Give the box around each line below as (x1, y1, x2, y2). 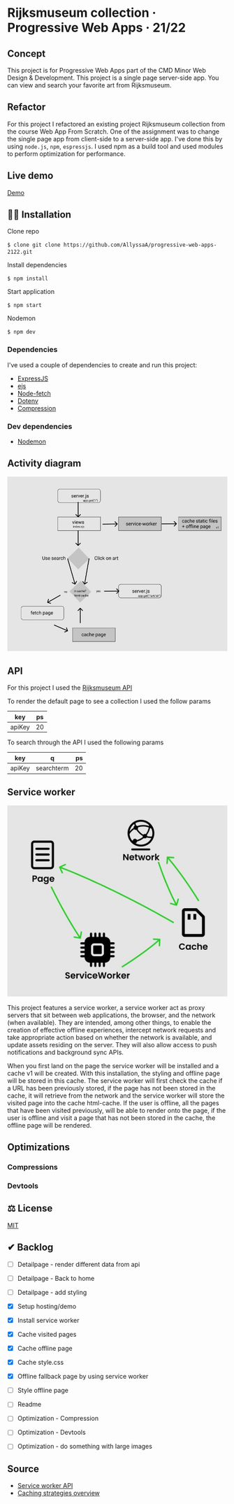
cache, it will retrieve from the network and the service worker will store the (7, 1091, 225, 1100)
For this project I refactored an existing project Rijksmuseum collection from (7, 120, 226, 128)
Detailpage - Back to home (17, 1274, 95, 1282)
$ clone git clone (7, 241, 61, 249)
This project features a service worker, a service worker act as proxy (7, 1003, 205, 1012)
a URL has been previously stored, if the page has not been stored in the (7, 1084, 216, 1092)
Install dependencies (7, 261, 68, 269)
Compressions (7, 1163, 58, 1172)
